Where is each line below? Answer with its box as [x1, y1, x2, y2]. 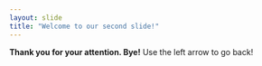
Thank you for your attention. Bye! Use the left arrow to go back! [9, 46, 254, 57]
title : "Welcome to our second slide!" [9, 22, 160, 31]
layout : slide [9, 13, 63, 23]
